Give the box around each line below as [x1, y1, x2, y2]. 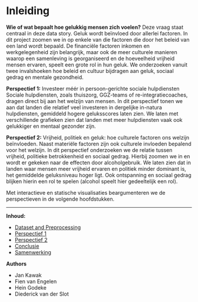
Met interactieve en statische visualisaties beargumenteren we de [6, 189, 166, 196]
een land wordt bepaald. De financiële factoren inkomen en [6, 42, 150, 49]
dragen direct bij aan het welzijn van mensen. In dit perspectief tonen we [6, 97, 183, 104]
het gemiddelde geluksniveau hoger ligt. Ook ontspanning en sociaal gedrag [6, 171, 192, 178]
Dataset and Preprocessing [14, 224, 81, 231]
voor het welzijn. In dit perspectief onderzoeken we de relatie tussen [6, 146, 173, 154]
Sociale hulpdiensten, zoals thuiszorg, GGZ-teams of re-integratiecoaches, [6, 91, 188, 98]
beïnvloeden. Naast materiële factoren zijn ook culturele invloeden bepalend [6, 140, 192, 147]
